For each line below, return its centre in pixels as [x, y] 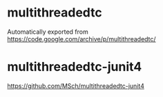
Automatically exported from [48, 32]
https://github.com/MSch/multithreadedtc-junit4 [76, 86]
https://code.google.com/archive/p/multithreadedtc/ [82, 39]
